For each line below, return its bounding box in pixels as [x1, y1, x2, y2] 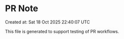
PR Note [5, 3, 38, 14]
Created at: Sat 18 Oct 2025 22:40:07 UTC [5, 19, 90, 25]
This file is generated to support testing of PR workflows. [5, 28, 119, 34]
